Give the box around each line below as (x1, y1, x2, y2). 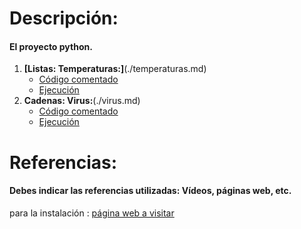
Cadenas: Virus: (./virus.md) (23, 95, 141, 107)
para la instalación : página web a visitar (9, 207, 175, 219)
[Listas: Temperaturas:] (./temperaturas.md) (23, 63, 207, 75)
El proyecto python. (9, 40, 93, 52)
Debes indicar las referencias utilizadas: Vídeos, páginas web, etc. (9, 185, 292, 197)
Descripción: (9, 7, 119, 30)
